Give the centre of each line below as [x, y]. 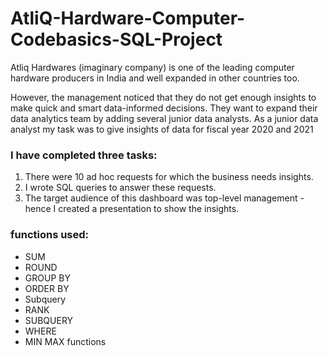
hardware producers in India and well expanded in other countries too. [155, 78]
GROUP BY [47, 278]
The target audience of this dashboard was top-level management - [164, 198]
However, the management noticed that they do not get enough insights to [163, 97]
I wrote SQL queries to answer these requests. [120, 188]
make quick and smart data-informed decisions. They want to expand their [164, 108]
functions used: [50, 235]
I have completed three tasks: [84, 155]
